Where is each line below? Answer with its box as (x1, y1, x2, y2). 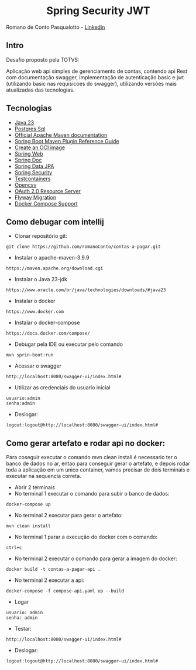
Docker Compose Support (14, 200, 78, 207)
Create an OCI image (14, 144, 66, 151)
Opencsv (14, 181, 37, 188)
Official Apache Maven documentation (14, 131, 108, 139)
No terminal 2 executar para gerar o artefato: (14, 512, 123, 519)
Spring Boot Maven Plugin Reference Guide (14, 137, 119, 144)
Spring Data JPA (14, 163, 54, 170)
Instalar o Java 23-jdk (14, 276, 68, 283)
